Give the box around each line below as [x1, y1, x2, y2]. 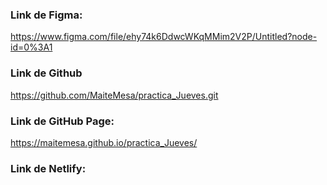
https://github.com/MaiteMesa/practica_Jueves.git [10, 89, 219, 101]
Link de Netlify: [10, 161, 87, 175]
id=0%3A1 [10, 41, 53, 53]
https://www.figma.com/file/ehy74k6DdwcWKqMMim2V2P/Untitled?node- [10, 31, 318, 43]
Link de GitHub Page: [10, 114, 115, 128]
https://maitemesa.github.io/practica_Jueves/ [10, 136, 198, 148]
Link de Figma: [10, 8, 83, 22]
